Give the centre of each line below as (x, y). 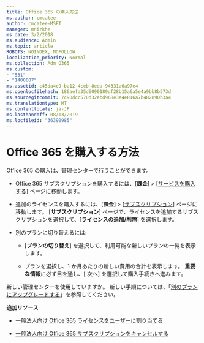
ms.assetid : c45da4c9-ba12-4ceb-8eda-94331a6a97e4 (72, 86)
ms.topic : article (30, 47)
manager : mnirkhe (28, 29)
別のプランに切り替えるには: (51, 233)
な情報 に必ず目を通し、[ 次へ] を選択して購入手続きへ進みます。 (105, 274)
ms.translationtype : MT (37, 103)
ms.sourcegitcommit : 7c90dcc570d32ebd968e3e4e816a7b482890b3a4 (89, 97)
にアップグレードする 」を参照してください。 (63, 295)
